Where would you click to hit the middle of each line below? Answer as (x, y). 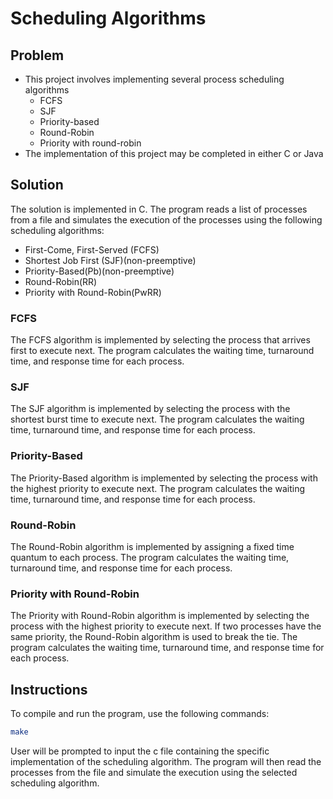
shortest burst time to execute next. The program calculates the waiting (157, 419)
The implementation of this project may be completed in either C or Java (174, 153)
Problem (37, 55)
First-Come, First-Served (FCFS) (92, 249)
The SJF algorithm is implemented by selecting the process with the (150, 409)
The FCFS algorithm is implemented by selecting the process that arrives (160, 340)
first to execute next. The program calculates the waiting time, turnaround (162, 351)
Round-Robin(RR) (61, 281)
